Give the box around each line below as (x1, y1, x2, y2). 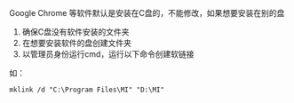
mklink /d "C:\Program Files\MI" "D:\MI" (9, 85, 165, 94)
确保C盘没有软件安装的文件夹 (21, 27, 131, 37)
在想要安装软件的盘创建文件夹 (21, 38, 131, 48)
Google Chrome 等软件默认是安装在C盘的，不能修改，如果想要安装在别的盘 (9, 8, 285, 18)
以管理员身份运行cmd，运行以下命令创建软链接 (21, 49, 195, 59)
